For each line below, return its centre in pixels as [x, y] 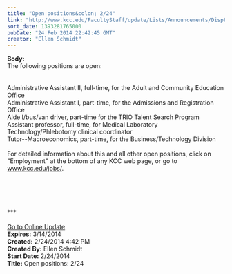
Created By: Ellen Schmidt [45, 249]
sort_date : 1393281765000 [44, 26]
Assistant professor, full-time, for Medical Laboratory [83, 125]
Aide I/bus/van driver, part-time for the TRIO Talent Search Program [104, 117]
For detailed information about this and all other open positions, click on [109, 154]
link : [15, 20]
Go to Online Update [36, 227]
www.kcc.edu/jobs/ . [36, 169]
